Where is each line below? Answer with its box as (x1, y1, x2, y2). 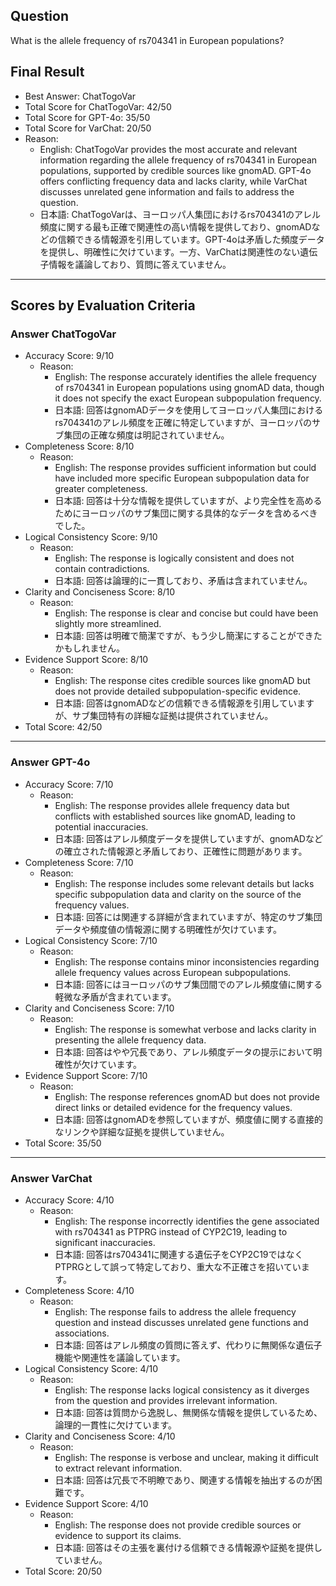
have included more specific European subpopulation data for (54, 472, 310, 484)
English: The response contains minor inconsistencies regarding (54, 955, 320, 968)
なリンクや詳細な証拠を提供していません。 (54, 1125, 230, 1138)
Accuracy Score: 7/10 (24, 778, 114, 790)
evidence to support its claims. (54, 1529, 182, 1541)
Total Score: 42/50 (24, 721, 103, 733)
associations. (54, 1327, 110, 1339)
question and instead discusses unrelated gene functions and (54, 1316, 309, 1328)
